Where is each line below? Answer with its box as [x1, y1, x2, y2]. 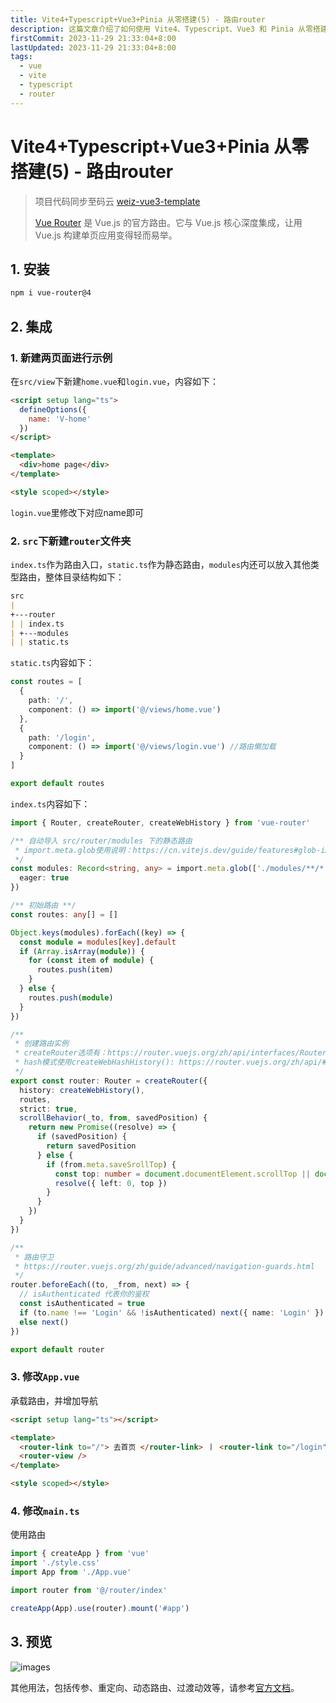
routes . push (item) [36, 965, 114, 975]
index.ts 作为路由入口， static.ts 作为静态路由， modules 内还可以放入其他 [10, 559, 311, 571]
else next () [19, 1317, 70, 1327]
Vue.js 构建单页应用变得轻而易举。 [34, 229, 178, 241]
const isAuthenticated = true [19, 1299, 145, 1309]
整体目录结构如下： [44, 571, 125, 583]
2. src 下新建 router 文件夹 [10, 534, 132, 548]
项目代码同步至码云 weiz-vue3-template [34, 195, 201, 207]
